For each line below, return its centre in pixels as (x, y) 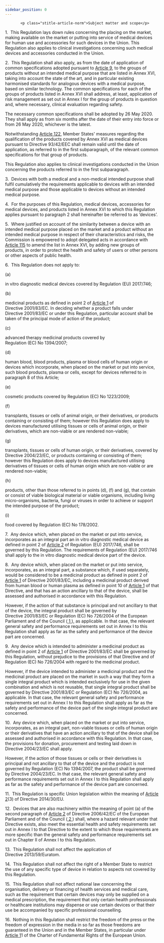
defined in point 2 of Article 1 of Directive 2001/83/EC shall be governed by (80, 651)
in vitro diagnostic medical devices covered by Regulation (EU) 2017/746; (79, 284)
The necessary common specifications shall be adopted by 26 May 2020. (79, 114)
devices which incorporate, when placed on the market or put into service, (80, 367)
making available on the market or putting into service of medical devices (79, 37)
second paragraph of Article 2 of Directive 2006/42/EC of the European (77, 813)
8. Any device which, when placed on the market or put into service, (74, 565)
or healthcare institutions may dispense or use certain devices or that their (80, 905)
